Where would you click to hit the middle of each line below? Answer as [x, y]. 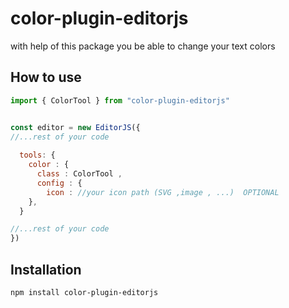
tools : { [37, 155]
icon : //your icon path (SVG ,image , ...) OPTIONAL [163, 192]
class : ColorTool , [79, 174]
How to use [46, 77]
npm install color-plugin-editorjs [84, 292]
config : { [59, 183]
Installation [46, 269]
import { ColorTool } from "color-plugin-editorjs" [120, 100]
